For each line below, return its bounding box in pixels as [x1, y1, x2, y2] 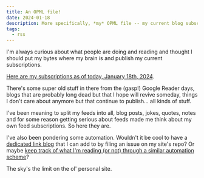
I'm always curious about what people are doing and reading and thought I [6, 48, 192, 55]
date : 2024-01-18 [6, 15, 50, 21]
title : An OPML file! [6, 9, 61, 15]
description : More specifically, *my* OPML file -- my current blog [6, 20, 183, 26]
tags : [6, 26, 20, 32]
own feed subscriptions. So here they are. [6, 122, 111, 129]
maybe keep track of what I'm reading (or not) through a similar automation [6, 147, 194, 154]
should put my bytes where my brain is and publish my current [6, 55, 163, 62]
